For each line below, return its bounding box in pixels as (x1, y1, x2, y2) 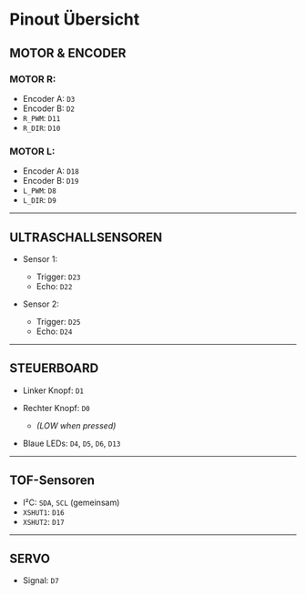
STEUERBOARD (9, 360, 99, 377)
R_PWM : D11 (22, 112, 61, 123)
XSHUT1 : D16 (22, 506, 66, 518)
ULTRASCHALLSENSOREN (9, 229, 162, 245)
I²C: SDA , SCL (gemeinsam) (22, 497, 120, 508)
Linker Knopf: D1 (22, 385, 85, 396)
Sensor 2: (22, 298, 59, 309)
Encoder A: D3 (22, 93, 76, 104)
